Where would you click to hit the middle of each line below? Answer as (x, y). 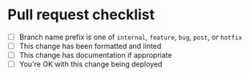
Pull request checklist (81, 15)
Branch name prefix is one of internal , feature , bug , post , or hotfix (130, 37)
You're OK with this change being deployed (91, 64)
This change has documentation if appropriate (96, 55)
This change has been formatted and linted (90, 46)
